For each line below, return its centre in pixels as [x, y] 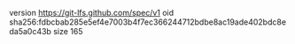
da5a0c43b [30, 31]
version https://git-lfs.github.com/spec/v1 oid [92, 13]
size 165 [68, 31]
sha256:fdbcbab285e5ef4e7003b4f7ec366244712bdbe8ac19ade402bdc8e [147, 22]
